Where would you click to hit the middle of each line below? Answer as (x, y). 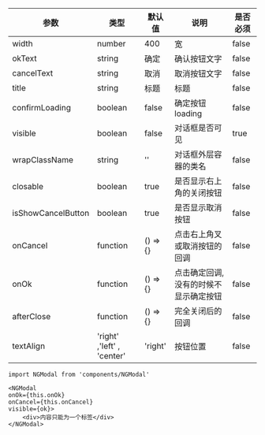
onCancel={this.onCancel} (50, 402)
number (112, 44)
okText (24, 58)
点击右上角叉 (198, 234)
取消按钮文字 (198, 74)
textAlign (29, 346)
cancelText (33, 73)
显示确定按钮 (198, 296)
